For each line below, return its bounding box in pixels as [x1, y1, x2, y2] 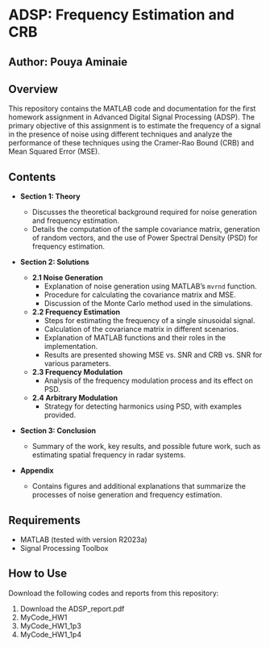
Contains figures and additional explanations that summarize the [31, 481, 246, 491]
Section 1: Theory [19, 191, 81, 201]
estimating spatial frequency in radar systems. [31, 450, 186, 460]
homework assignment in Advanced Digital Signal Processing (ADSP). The [8, 112, 255, 122]
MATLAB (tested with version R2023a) [19, 535, 147, 544]
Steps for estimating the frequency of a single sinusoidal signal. [44, 316, 255, 326]
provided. [44, 410, 77, 420]
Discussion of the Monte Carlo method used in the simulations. [44, 299, 253, 309]
